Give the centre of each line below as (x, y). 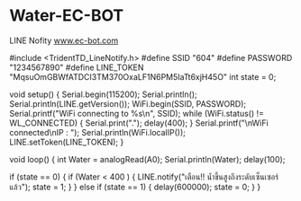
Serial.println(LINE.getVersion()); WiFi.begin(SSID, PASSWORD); (128, 103)
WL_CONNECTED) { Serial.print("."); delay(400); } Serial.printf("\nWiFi (139, 123)
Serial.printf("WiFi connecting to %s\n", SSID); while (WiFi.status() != (137, 113)
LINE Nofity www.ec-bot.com (64, 40)
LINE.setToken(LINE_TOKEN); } (67, 142)
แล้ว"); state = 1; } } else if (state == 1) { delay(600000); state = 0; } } (135, 187)
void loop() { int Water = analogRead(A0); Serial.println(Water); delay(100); (147, 159)
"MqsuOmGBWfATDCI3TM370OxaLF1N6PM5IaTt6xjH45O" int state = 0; (143, 76)
